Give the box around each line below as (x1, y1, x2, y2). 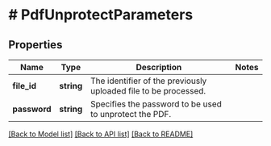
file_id (12, 81, 36, 91)
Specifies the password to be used (90, 98, 222, 110)
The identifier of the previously (90, 75, 207, 86)
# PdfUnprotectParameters (8, 6, 194, 24)
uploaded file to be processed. (90, 86, 206, 96)
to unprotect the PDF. (90, 109, 172, 119)
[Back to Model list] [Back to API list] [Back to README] (8, 129, 194, 139)
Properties (8, 38, 63, 52)
